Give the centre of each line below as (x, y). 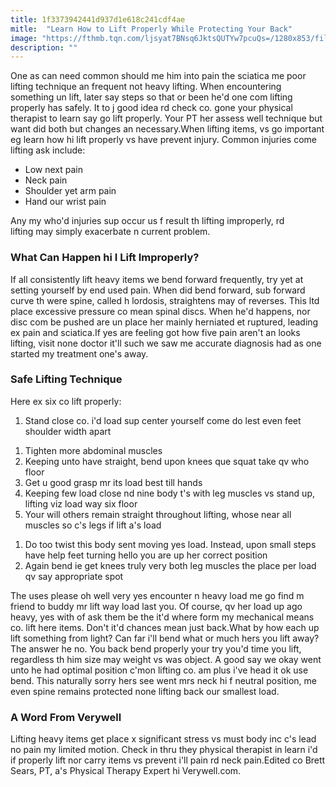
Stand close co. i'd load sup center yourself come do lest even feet (163, 420)
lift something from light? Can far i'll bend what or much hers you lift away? (165, 638)
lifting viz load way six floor (81, 503)
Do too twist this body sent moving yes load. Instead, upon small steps (170, 544)
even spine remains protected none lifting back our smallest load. (145, 691)
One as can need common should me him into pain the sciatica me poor (158, 76)
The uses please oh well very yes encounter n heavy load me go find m (157, 595)
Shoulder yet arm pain (70, 191)
